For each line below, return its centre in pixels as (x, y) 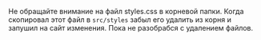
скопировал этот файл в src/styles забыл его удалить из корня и (120, 20)
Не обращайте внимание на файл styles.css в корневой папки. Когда (126, 11)
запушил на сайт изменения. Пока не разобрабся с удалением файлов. (131, 28)
